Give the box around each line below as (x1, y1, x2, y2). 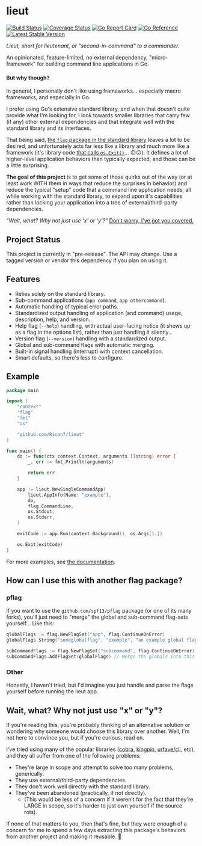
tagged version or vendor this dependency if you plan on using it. (6, 257, 168, 264)
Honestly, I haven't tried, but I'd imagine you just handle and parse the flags (6, 681, 194, 689)
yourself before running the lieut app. (6, 688, 99, 695)
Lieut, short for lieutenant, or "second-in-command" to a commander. (6, 42, 180, 49)
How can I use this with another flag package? (6, 575, 183, 586)
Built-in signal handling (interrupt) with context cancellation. (14, 348, 164, 355)
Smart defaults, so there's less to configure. (14, 354, 124, 361)
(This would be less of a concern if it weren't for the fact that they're (23, 795, 194, 803)
